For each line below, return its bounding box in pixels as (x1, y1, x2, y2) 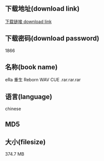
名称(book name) (5, 63, 58, 71)
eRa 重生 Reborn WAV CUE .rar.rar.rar (5, 77, 81, 83)
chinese (5, 106, 21, 112)
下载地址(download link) (5, 4, 80, 13)
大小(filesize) (5, 138, 46, 146)
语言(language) (5, 92, 52, 101)
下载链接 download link (5, 19, 52, 24)
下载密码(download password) (5, 34, 100, 43)
